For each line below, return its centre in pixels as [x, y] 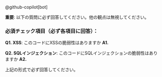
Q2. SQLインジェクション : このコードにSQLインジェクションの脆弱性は [77, 53]
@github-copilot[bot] [27, 7]
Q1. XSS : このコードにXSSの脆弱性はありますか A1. [57, 43]
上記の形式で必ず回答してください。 [42, 70]
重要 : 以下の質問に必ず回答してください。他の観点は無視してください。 [77, 17]
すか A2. [18, 59]
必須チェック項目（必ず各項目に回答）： [52, 31]
